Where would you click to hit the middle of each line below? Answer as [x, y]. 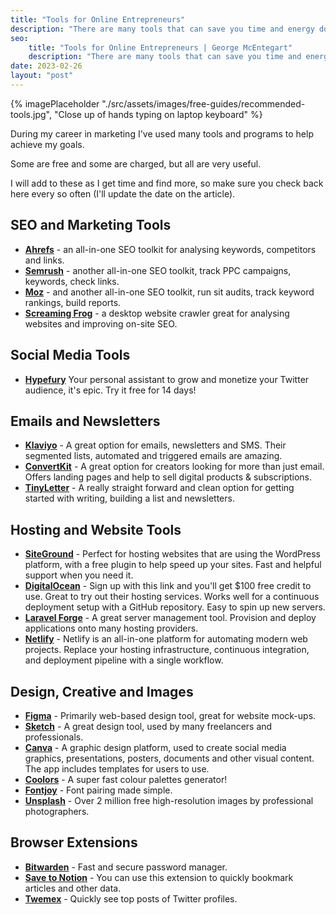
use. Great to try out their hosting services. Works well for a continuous [172, 597]
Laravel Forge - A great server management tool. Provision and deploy [170, 618]
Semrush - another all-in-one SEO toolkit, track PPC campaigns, [158, 270]
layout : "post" [42, 76]
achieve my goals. [47, 144]
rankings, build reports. [73, 302]
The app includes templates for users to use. [117, 768]
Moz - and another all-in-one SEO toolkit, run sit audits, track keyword [169, 292]
